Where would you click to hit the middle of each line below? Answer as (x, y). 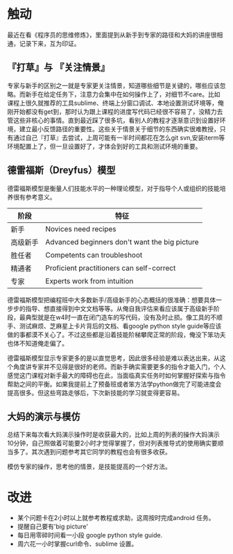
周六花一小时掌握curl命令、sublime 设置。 (77, 544)
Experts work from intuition (89, 280)
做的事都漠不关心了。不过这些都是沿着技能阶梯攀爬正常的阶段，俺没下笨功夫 (116, 335)
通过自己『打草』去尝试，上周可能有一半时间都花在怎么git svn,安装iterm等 (119, 137)
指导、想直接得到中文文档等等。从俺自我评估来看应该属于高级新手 (119, 308)
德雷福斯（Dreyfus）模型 (61, 170)
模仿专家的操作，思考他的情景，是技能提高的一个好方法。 (89, 467)
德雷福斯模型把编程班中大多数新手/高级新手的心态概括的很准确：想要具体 (112, 300)
